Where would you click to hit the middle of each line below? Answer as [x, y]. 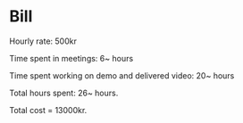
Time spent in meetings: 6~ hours [71, 58]
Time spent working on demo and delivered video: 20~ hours [122, 75]
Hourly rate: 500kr [43, 41]
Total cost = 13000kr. [48, 110]
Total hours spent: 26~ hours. [64, 93]
